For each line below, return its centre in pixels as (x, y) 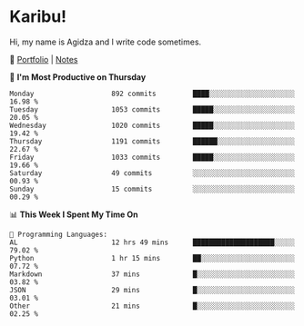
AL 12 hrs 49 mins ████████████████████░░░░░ (152, 242)
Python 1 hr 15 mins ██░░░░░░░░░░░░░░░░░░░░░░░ (152, 258)
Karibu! (38, 17)
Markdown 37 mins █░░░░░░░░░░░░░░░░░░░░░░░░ (152, 274)
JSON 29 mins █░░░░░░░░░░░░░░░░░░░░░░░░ (152, 290)
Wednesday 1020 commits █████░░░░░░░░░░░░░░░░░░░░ (152, 125)
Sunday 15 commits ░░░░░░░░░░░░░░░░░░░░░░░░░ (152, 189)
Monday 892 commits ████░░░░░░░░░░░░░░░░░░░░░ (152, 94)
